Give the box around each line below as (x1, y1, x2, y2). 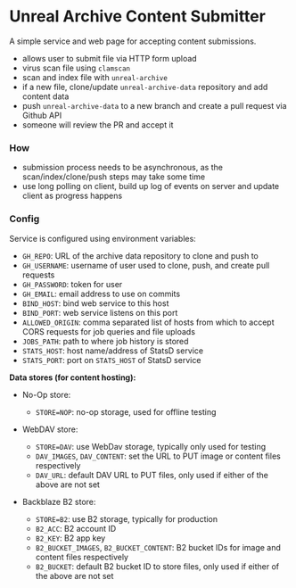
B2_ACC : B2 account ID (35, 523, 117, 534)
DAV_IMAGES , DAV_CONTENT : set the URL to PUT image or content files (35, 451, 281, 461)
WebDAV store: (21, 424, 78, 435)
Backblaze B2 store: (21, 496, 96, 507)
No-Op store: (21, 389, 71, 400)
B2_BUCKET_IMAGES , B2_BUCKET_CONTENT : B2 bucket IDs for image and (35, 542, 281, 552)
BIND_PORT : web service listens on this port (21, 307, 178, 318)
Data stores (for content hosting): (9, 372, 136, 383)
